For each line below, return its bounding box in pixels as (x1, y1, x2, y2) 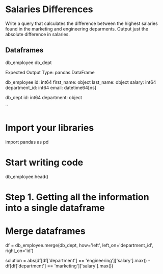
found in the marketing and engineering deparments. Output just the (5, 25, 149, 32)
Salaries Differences (5, 4, 93, 15)
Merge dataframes (5, 225, 86, 237)
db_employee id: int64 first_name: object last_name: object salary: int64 (5, 79, 156, 85)
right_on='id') (5, 248, 34, 254)
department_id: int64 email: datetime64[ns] (5, 84, 97, 90)
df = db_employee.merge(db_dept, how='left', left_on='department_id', (5, 242, 154, 248)
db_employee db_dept (5, 59, 52, 66)
